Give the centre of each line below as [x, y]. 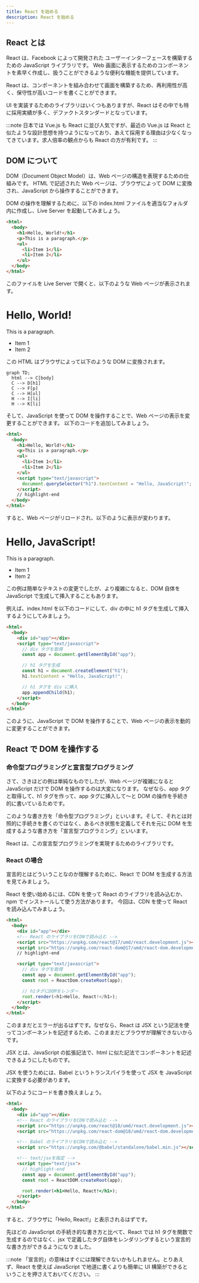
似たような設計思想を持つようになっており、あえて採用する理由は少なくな [97, 133]
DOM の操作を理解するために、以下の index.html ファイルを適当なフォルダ [97, 203]
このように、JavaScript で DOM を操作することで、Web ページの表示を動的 [98, 721]
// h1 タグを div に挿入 [50, 687]
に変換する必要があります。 [40, 1080]
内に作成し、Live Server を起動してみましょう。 [65, 211]
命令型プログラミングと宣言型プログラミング [70, 767]
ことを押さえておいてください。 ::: [58, 1274]
